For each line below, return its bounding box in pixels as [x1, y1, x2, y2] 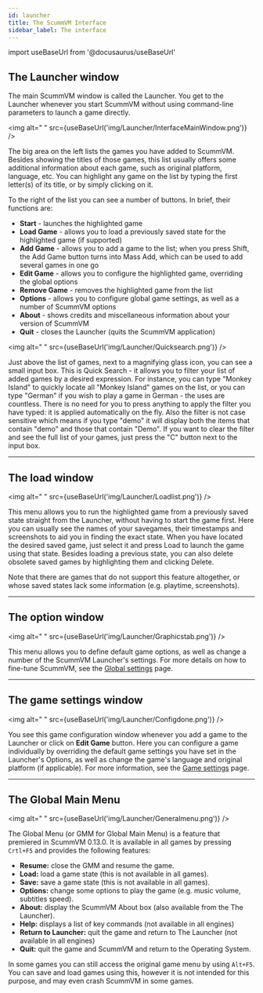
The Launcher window [8, 70, 120, 83]
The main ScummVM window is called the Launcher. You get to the [8, 91, 225, 100]
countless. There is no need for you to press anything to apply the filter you [8, 400, 252, 409]
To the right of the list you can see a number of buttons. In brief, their [8, 195, 231, 205]
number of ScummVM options [19, 302, 117, 312]
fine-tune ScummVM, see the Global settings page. [8, 663, 174, 673]
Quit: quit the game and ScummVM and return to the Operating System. [19, 944, 252, 954]
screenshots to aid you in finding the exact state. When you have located [8, 532, 243, 542]
